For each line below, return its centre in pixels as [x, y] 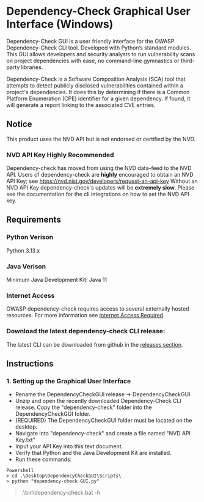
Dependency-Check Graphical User [98, 11]
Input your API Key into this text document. [69, 446]
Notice [19, 124]
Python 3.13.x [23, 250]
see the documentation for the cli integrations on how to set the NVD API [98, 194]
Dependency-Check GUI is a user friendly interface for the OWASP [90, 41]
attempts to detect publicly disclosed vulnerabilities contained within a [95, 85]
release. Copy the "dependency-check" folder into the [83, 407]
